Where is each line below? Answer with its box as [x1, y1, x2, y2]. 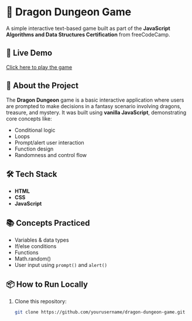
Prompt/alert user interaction [14, 139, 85, 146]
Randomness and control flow [14, 151, 87, 158]
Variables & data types [14, 236, 69, 243]
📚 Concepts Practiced [6, 218, 90, 228]
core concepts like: [6, 115, 53, 122]
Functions [14, 249, 39, 256]
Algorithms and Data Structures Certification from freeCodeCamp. [6, 31, 170, 38]
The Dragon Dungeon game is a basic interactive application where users [6, 96, 184, 103]
